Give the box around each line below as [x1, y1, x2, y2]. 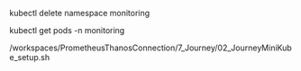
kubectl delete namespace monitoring [9, 8, 150, 18]
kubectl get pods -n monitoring [9, 25, 125, 35]
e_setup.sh [9, 52, 50, 62]
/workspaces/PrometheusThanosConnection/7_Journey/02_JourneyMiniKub [9, 42, 293, 53]
